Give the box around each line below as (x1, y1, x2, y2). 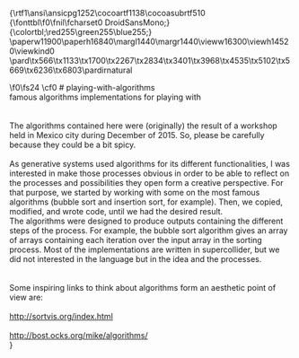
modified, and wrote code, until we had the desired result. (9, 206, 224, 216)
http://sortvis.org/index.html (9, 311, 114, 321)
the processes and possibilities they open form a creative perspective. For (9, 178, 284, 188)
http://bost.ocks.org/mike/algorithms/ (9, 330, 148, 340)
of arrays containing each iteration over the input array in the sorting (9, 235, 262, 245)
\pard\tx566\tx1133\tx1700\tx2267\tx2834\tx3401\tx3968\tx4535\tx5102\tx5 (9, 56, 290, 65)
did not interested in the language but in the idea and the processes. (9, 254, 262, 264)
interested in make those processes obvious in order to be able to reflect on (9, 168, 290, 179)
